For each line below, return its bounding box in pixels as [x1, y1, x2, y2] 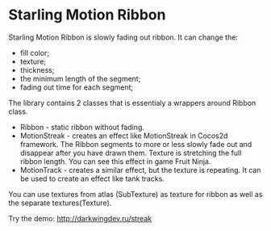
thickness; [19, 65, 55, 74]
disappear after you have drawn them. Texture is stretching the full [19, 148, 242, 157]
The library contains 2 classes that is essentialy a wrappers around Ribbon [8, 98, 256, 107]
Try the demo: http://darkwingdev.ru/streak [8, 213, 152, 223]
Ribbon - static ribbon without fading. [19, 122, 145, 132]
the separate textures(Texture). [8, 198, 112, 208]
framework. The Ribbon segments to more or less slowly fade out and [19, 139, 252, 149]
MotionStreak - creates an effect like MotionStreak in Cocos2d [19, 131, 228, 141]
